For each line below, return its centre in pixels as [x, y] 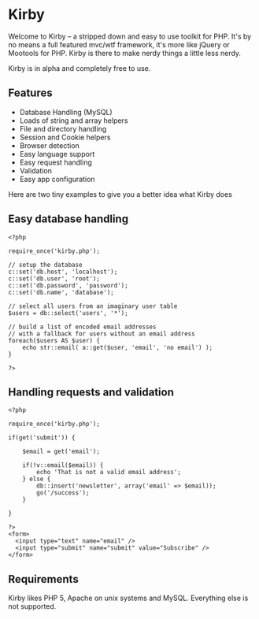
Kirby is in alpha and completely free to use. [80, 68]
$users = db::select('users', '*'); [68, 313]
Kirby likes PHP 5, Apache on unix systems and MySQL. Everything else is [128, 598]
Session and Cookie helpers [65, 137]
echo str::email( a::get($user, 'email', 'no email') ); [118, 347]
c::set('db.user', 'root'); [54, 278]
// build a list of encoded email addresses [82, 327]
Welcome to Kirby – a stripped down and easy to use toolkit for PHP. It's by [130, 36]
